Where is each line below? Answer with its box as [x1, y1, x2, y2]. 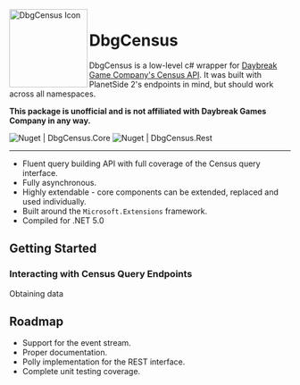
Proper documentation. [21, 347, 108, 358]
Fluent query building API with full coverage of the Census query [21, 158, 261, 169]
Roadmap [9, 314, 64, 330]
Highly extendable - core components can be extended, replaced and [21, 187, 279, 197]
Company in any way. [9, 115, 91, 126]
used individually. [21, 196, 87, 206]
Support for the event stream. [21, 338, 131, 348]
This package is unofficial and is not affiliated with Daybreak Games [9, 105, 267, 116]
